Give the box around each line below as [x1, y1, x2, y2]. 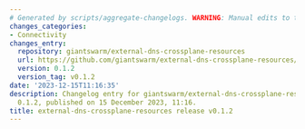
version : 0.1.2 [17, 64, 75, 74]
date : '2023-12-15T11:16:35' [9, 81, 120, 90]
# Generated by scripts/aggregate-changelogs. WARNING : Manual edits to [9, 13, 290, 23]
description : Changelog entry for [9, 89, 141, 98]
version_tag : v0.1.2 [17, 73, 95, 82]
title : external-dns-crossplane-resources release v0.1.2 [9, 106, 233, 115]
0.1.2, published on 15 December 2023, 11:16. [17, 97, 197, 107]
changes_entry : [9, 38, 67, 48]
